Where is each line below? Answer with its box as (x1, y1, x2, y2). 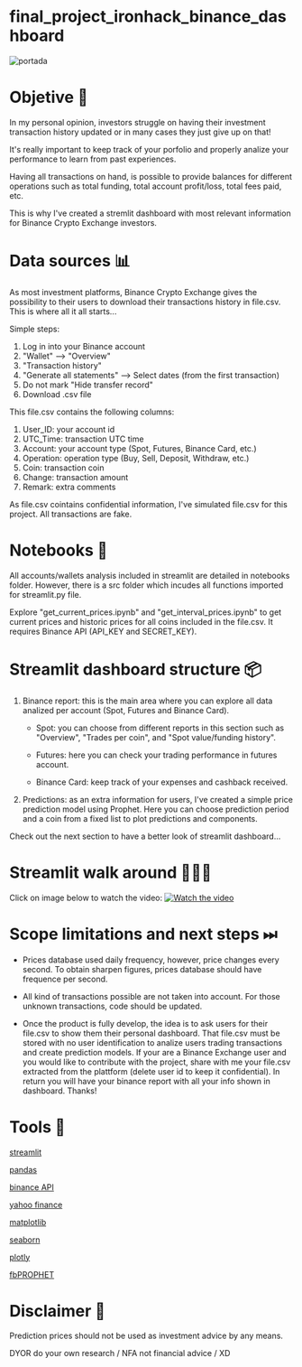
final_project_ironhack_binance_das (9, 6, 287, 27)
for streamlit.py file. (9, 589, 82, 600)
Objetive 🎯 (9, 88, 88, 107)
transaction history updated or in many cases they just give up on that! (9, 126, 271, 137)
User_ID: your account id (22, 423, 115, 434)
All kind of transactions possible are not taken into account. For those (22, 990, 281, 1001)
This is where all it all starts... (9, 305, 117, 317)
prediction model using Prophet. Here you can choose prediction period (22, 804, 290, 814)
